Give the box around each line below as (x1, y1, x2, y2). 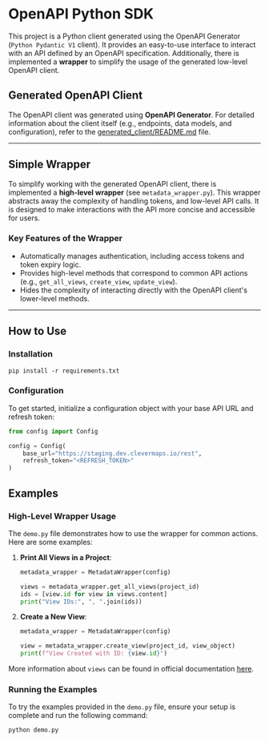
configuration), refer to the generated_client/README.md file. (8, 127, 211, 136)
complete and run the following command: (8, 711, 148, 720)
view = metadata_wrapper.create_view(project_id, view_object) (19, 642, 236, 650)
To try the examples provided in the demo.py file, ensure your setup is (8, 702, 236, 712)
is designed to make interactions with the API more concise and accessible (8, 204, 255, 214)
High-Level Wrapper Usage (8, 510, 117, 522)
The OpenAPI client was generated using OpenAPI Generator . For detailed (8, 110, 255, 119)
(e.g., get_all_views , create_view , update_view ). (19, 276, 178, 286)
